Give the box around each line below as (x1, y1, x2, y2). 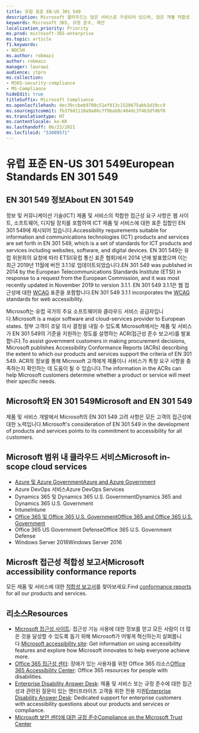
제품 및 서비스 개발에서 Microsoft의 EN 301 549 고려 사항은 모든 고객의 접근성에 (6, 413, 191, 420)
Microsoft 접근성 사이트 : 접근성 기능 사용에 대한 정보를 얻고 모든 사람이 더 (14, 625, 185, 632)
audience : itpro (6, 69, 46, 75)
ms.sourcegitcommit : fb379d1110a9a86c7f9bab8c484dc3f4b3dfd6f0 (6, 108, 166, 114)
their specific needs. (6, 377, 56, 385)
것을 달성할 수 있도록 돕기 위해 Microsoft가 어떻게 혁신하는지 (21, 633, 162, 640)
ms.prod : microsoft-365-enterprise (6, 31, 94, 37)
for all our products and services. (6, 590, 87, 597)
